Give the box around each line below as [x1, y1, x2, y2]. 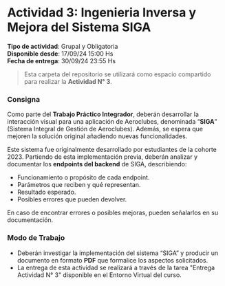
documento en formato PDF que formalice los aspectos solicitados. [17, 256, 208, 264]
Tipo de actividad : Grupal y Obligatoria [7, 42, 118, 50]
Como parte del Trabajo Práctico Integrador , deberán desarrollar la [7, 110, 200, 118]
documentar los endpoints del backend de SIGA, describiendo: [7, 160, 187, 168]
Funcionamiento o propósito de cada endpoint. [17, 173, 150, 181]
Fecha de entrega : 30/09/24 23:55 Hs [7, 56, 116, 65]
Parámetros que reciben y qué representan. [17, 181, 141, 189]
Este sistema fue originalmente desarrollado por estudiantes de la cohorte [7, 146, 217, 154]
